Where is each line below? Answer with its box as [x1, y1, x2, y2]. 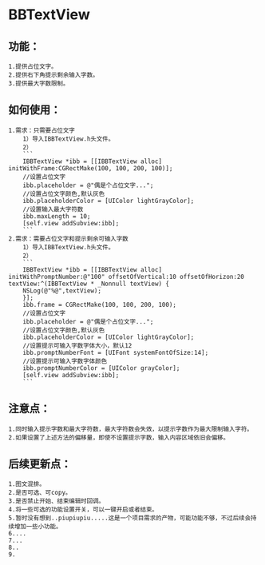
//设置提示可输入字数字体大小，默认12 [22, 341, 132, 349]
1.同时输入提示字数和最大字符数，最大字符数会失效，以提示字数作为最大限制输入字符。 [8, 425, 253, 433]
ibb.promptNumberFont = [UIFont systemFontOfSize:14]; [22, 348, 209, 356]
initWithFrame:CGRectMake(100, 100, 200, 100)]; [8, 164, 173, 173]
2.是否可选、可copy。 [8, 489, 72, 497]
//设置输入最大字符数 [22, 205, 84, 213]
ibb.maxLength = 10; [22, 212, 91, 221]
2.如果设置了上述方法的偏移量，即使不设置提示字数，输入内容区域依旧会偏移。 [8, 433, 230, 441]
